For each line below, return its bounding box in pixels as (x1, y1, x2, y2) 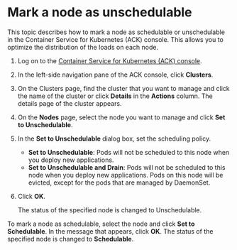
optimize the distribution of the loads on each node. (7, 43, 158, 51)
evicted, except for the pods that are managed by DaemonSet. (28, 178, 211, 187)
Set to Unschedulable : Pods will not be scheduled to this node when (28, 148, 230, 156)
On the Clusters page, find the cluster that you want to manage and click (17, 84, 230, 92)
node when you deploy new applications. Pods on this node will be (28, 170, 224, 179)
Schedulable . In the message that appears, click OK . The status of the (7, 227, 214, 235)
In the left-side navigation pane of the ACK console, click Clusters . (17, 70, 214, 79)
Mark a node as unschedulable (7, 4, 193, 21)
